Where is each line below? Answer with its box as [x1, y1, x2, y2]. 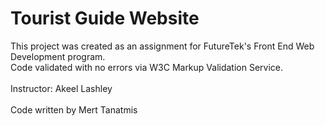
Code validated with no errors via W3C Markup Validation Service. [10, 61, 284, 73]
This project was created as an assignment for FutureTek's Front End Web [10, 40, 315, 52]
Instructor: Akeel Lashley [10, 82, 113, 94]
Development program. [10, 50, 106, 62]
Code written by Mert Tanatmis [10, 103, 138, 116]
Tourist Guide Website [10, 7, 200, 30]
